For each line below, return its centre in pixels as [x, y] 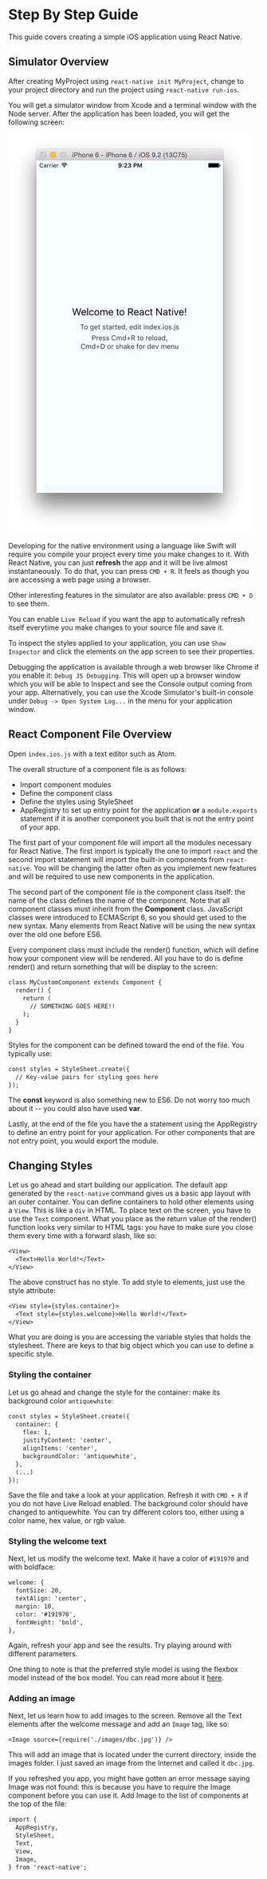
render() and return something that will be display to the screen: [113, 967]
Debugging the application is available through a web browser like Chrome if [133, 667]
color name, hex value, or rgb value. [67, 1520]
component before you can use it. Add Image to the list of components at [128, 1796]
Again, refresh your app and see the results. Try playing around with [120, 1645]
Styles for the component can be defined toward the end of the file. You [126, 1045]
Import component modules [65, 785]
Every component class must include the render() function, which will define [133, 949]
